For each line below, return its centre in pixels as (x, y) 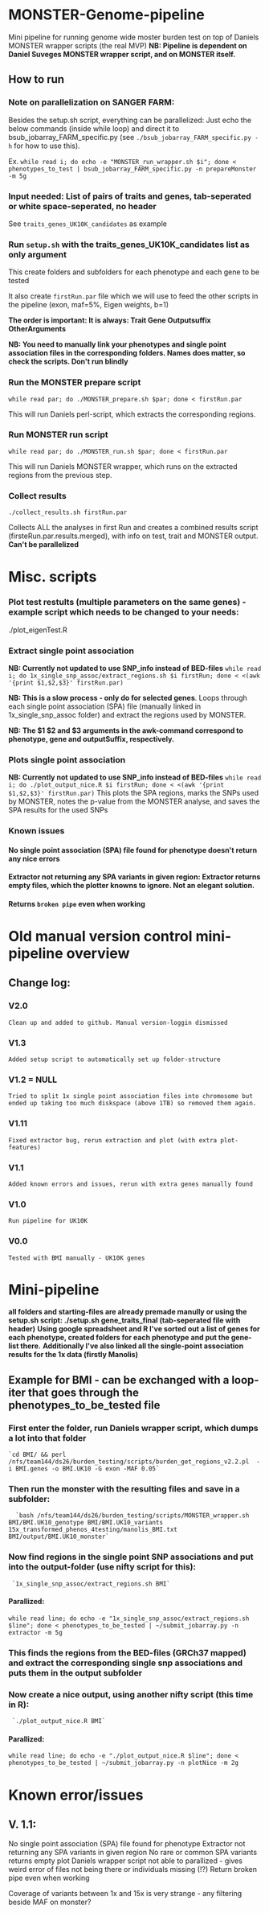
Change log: (39, 983)
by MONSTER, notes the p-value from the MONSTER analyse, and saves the (134, 801)
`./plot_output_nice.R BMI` (59, 1722)
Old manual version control (100, 937)
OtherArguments (37, 329)
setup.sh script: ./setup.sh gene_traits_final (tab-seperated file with (124, 1320)
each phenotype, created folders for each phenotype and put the (119, 1338)
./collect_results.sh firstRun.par (68, 512)
